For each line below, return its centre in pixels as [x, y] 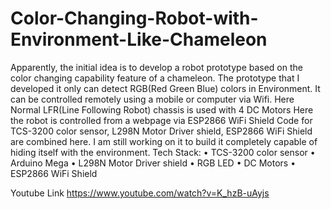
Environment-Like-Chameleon [139, 39]
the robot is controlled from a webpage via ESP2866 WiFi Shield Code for [161, 120]
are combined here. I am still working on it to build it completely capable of [164, 141]
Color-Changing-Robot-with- [134, 18]
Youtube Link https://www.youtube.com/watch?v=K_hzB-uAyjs [140, 193]
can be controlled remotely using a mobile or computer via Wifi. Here [152, 99]
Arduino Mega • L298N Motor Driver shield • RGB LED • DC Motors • [153, 163]
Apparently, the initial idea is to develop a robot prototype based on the [156, 67]
